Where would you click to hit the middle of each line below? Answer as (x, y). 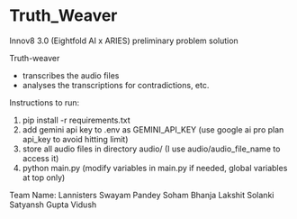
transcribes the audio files (71, 75)
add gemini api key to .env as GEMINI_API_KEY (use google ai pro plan (153, 129)
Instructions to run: (45, 102)
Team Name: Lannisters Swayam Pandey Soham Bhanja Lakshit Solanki (142, 195)
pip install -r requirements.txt (76, 120)
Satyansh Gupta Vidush (53, 205)
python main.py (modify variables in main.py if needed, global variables (155, 168)
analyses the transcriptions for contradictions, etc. (116, 85)
